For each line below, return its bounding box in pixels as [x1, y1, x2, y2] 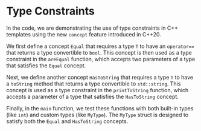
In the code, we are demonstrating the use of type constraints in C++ [6, 24, 179, 32]
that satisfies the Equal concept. [6, 62, 86, 69]
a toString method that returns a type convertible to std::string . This [6, 80, 181, 87]
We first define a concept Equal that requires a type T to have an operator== [6, 42, 194, 50]
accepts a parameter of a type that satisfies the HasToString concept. [6, 93, 179, 100]
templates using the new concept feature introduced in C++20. [6, 30, 162, 38]
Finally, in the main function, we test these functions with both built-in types [6, 104, 194, 112]
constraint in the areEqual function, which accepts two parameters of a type [6, 55, 196, 62]
